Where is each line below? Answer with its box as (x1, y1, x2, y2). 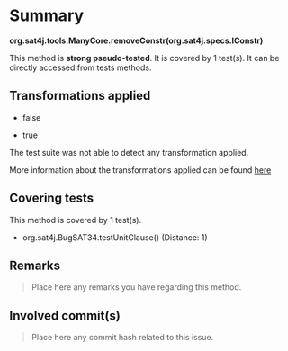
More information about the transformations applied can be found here (9, 164, 272, 175)
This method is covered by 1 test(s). (9, 214, 142, 225)
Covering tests (9, 191, 94, 206)
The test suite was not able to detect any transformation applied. (9, 147, 249, 157)
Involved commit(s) (9, 308, 121, 323)
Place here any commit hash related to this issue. (31, 332, 214, 343)
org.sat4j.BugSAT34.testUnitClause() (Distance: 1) (22, 231, 209, 243)
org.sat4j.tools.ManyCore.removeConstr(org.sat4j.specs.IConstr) (9, 35, 264, 46)
